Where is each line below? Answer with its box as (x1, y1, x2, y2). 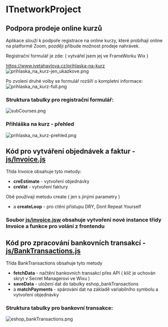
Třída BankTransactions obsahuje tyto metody (6, 260, 103, 266)
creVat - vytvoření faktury (13, 184, 68, 190)
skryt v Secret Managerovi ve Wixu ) (13, 275, 90, 282)
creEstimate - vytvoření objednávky (13, 178, 90, 184)
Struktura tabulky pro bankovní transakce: (6, 305, 113, 312)
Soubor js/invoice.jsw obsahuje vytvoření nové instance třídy (6, 216, 162, 223)
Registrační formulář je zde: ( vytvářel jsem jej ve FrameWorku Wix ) (6, 53, 149, 59)
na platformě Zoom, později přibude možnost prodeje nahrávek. (6, 43, 140, 49)
